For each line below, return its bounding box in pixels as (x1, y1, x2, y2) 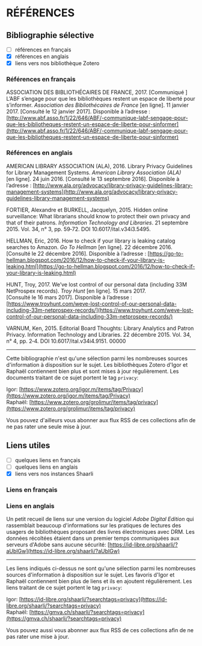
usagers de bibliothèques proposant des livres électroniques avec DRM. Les (6, 528, 195, 535)
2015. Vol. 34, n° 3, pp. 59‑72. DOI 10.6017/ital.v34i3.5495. (6, 225, 151, 232)
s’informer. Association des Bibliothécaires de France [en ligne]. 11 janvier (6, 101, 189, 109)
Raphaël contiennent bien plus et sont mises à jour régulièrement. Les (6, 367, 179, 375)
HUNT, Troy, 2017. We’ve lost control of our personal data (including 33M (6, 280, 188, 288)
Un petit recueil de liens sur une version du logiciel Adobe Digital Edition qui (6, 516, 194, 522)
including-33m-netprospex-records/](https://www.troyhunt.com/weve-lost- (6, 306, 194, 314)
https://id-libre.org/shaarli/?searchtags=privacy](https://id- (20, 596, 167, 603)
